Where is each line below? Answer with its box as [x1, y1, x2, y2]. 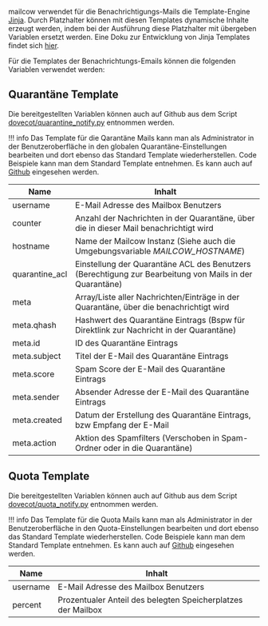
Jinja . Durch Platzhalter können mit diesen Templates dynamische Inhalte [8, 15, 249, 25]
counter [12, 217, 42, 229]
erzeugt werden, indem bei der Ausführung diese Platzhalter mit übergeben [8, 24, 257, 33]
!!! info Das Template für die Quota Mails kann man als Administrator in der [8, 515, 253, 524]
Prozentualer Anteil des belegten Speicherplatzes [57, 594, 243, 605]
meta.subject [12, 350, 61, 361]
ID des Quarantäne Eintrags [74, 337, 178, 349]
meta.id [12, 337, 41, 349]
